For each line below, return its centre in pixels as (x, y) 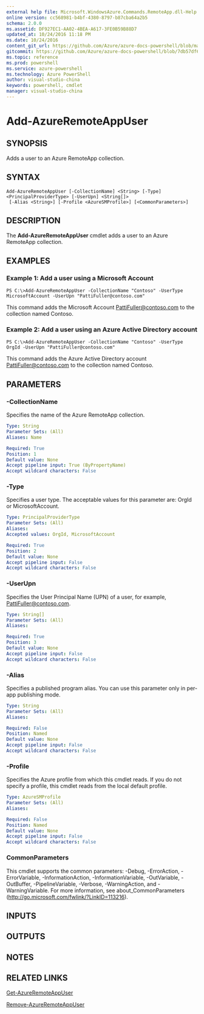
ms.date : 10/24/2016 (32, 40)
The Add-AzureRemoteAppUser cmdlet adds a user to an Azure (87, 235)
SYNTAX (23, 177)
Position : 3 (21, 642)
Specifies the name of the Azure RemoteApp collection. (76, 415)
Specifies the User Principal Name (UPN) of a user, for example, (87, 597)
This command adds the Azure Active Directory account (76, 359)
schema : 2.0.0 (24, 23)
